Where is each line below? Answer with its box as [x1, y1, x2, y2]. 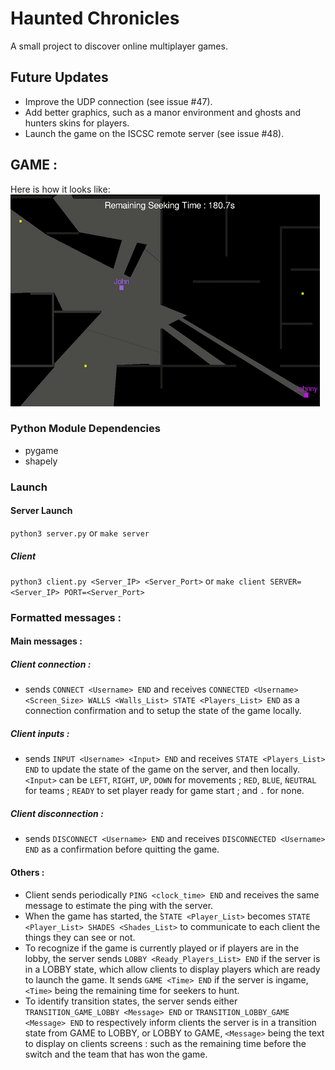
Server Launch [10, 505, 73, 517]
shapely [24, 455, 58, 467]
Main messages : [10, 635, 83, 647]
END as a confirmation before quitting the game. [24, 843, 220, 856]
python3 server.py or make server [10, 527, 150, 539]
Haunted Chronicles [10, 7, 180, 30]
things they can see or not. [24, 931, 136, 943]
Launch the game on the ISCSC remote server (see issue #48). [24, 127, 285, 139]
